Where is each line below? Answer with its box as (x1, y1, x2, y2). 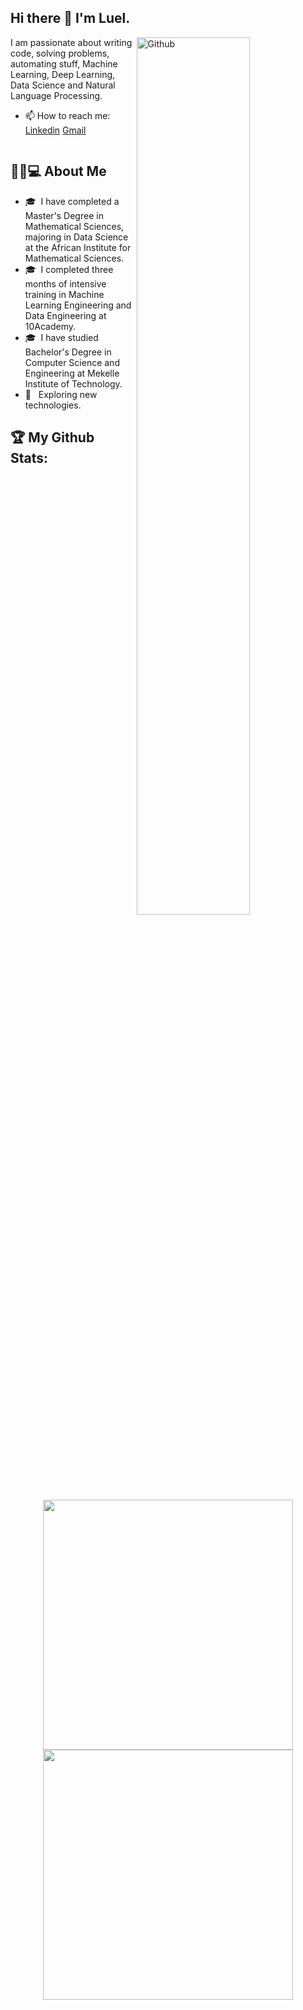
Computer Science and (24, 356, 120, 368)
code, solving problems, (10, 47, 110, 59)
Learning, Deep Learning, (10, 68, 116, 80)
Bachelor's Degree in (24, 346, 112, 358)
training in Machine (24, 288, 105, 300)
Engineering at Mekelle (24, 367, 120, 379)
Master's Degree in (24, 209, 104, 221)
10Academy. (24, 320, 77, 332)
